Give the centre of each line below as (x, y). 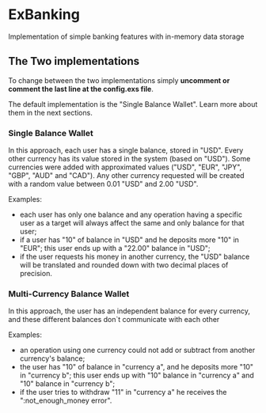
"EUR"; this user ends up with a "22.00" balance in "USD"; (115, 248)
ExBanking (44, 15)
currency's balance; (52, 358)
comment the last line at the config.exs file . (81, 89)
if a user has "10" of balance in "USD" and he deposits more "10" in (129, 240)
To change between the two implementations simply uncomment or (119, 80)
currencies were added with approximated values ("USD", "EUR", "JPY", (125, 167)
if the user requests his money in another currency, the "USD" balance (135, 257)
